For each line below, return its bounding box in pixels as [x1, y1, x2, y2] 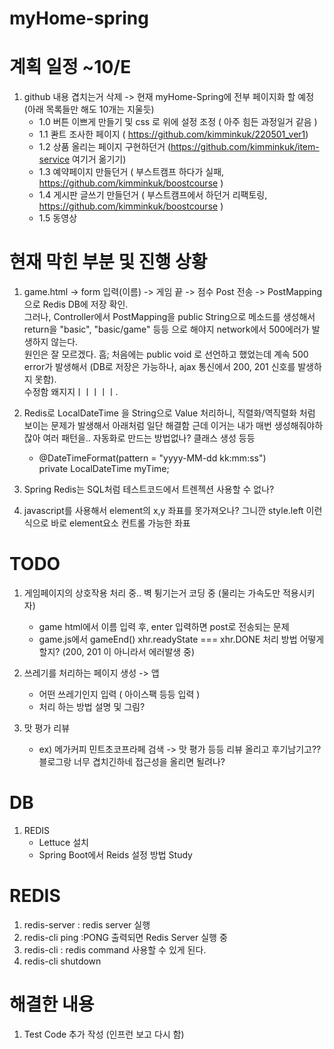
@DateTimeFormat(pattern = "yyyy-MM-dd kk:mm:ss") [38, 452, 267, 464]
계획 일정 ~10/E [9, 56, 132, 79]
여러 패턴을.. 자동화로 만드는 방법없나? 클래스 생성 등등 [42, 432, 256, 444]
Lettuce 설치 [38, 836, 89, 848]
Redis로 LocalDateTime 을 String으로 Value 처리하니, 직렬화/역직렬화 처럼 [23, 407, 316, 419]
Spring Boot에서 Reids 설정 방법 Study [38, 848, 193, 861]
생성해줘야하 [273, 420, 324, 432]
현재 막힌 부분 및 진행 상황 [9, 251, 208, 274]
